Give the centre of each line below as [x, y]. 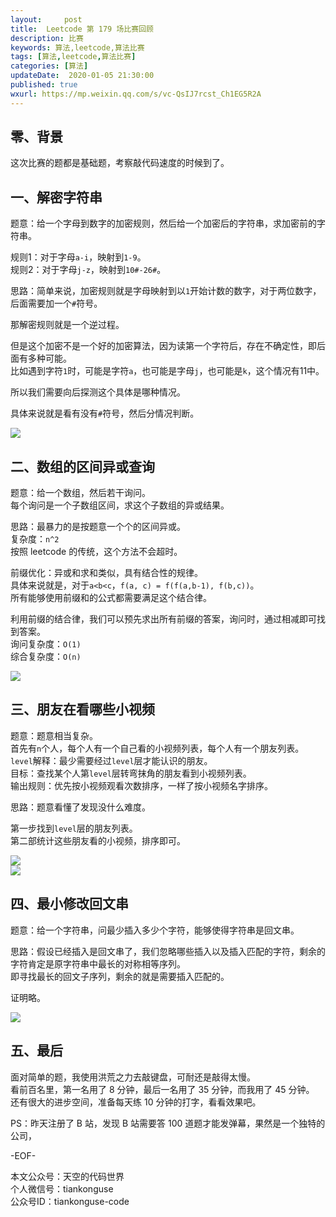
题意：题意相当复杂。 [54, 735]
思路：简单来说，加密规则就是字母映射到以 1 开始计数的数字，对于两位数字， [166, 291]
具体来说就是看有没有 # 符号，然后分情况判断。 [105, 413]
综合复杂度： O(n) [46, 657]
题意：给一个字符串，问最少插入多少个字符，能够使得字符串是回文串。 [155, 930]
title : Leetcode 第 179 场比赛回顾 [82, 29]
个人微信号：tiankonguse [62, 1188]
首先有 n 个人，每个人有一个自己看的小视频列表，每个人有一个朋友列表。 [157, 748]
